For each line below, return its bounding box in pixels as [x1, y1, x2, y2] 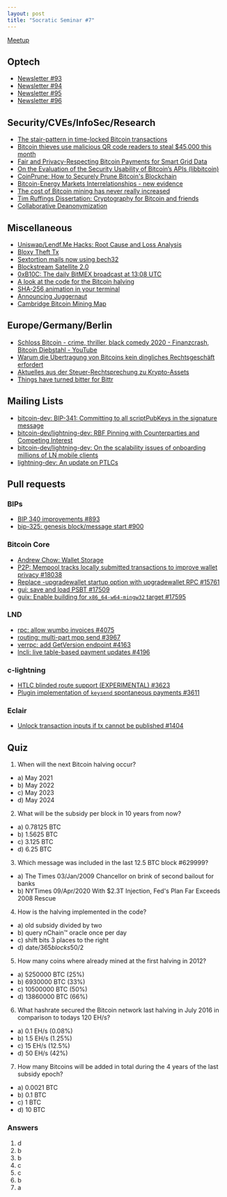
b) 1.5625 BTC [17, 830, 58, 839]
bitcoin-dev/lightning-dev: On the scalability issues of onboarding [17, 443, 206, 452]
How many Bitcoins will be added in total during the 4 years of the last [17, 1063, 219, 1071]
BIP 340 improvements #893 [17, 515, 100, 523]
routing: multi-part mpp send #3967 [17, 633, 120, 641]
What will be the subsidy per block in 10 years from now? [17, 809, 182, 818]
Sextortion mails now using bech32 [17, 255, 119, 263]
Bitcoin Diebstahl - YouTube [17, 345, 97, 354]
